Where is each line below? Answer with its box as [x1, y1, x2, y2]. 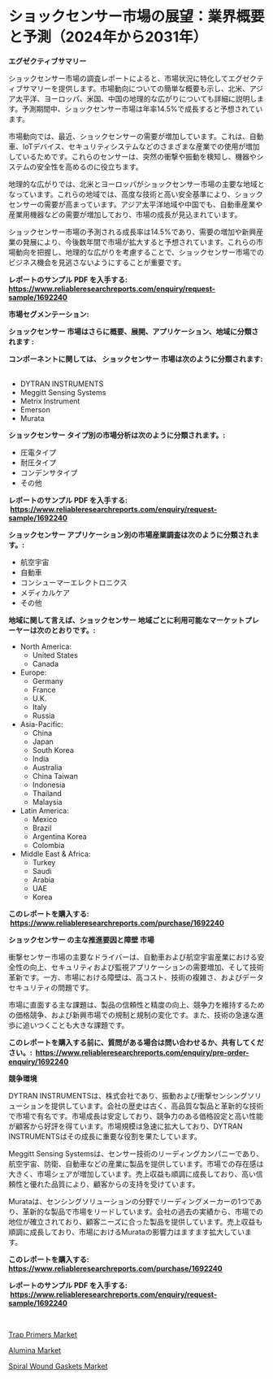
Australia [32, 762, 63, 772]
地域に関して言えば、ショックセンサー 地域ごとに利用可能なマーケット [8, 615, 245, 624]
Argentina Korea [32, 831, 87, 842]
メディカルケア [19, 587, 71, 598]
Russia [32, 711, 55, 720]
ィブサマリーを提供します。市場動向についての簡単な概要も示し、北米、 [8, 83, 250, 94]
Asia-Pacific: [19, 719, 63, 729]
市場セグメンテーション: [8, 309, 89, 319]
